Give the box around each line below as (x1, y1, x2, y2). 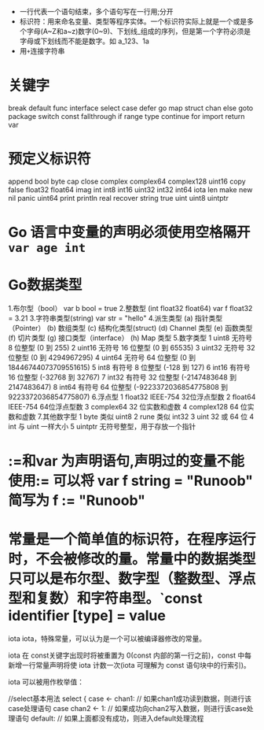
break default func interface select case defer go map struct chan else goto (8, 103, 254, 113)
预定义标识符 (8, 150, 92, 168)
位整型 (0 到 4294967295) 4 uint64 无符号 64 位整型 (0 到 (8, 353, 196, 362)
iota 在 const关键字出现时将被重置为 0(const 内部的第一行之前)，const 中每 (8, 650, 251, 660)
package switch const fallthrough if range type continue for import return (8, 111, 245, 120)
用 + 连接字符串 (19, 46, 65, 55)
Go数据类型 (8, 276, 82, 294)
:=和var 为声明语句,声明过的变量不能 (8, 452, 245, 470)
